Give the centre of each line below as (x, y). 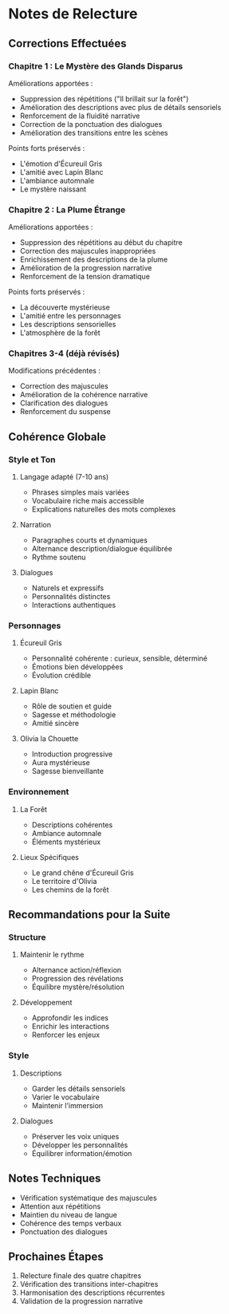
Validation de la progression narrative (81, 1301)
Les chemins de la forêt (70, 890)
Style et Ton (32, 460)
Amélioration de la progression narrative (86, 268)
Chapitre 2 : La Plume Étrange (67, 210)
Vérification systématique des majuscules (88, 1198)
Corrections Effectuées (67, 43)
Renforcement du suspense (65, 412)
